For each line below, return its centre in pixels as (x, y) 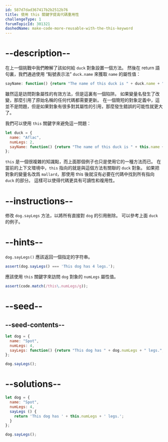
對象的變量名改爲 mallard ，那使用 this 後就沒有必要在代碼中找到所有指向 (80, 174)
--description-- (38, 53)
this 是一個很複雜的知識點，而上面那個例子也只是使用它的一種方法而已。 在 (83, 162)
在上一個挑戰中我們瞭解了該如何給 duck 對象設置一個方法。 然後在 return (80, 68)
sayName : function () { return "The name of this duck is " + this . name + (87, 147)
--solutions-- (33, 384)
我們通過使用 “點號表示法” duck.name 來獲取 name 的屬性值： (79, 74)
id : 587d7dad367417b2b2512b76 (37, 10)
